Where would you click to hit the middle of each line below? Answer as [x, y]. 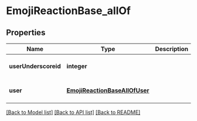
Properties [26, 33]
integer [77, 66]
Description [172, 49]
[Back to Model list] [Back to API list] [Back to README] [73, 112]
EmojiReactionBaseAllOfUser [108, 90]
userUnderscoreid [35, 66]
